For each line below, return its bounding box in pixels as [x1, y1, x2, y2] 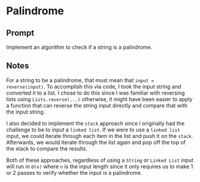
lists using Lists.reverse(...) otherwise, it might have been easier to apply [6, 95, 193, 102]
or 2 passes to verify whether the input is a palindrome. [6, 169, 142, 176]
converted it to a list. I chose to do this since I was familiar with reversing [6, 89, 185, 96]
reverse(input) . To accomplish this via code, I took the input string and [6, 83, 181, 90]
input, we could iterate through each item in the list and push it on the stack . [6, 132, 193, 139]
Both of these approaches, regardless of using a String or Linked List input [6, 156, 194, 164]
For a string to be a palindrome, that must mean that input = [6, 76, 154, 84]
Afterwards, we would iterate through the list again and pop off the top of [6, 139, 186, 146]
